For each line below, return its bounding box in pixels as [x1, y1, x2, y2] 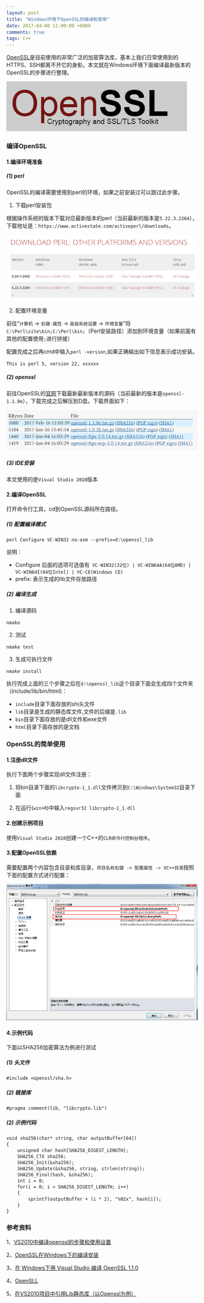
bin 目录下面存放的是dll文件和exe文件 [15, 715, 107, 723]
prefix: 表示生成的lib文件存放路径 [15, 575, 98, 583]
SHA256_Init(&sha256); [17, 1159, 75, 1166]
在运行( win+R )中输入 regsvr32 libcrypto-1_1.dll [15, 804, 135, 811]
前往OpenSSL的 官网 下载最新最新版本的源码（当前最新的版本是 [6, 389, 163, 397]
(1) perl [6, 172, 24, 179]
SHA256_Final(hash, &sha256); [17, 1172, 94, 1178]
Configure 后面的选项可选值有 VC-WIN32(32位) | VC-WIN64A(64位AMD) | [15, 561, 191, 569]
